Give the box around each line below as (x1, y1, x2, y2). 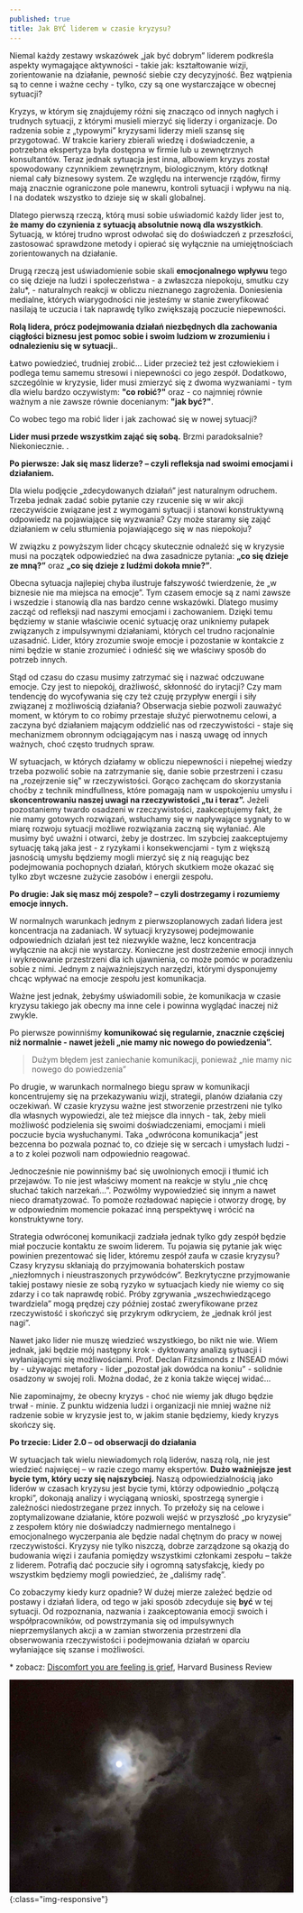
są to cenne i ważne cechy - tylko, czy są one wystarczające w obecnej (9, 78, 277, 89)
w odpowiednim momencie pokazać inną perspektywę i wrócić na (9, 1204, 255, 1214)
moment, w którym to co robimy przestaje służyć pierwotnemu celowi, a (9, 709, 277, 720)
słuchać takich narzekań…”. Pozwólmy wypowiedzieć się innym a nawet (9, 1185, 277, 1195)
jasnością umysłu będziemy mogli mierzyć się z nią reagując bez (9, 852, 250, 863)
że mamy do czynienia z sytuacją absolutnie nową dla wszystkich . (9, 219, 263, 230)
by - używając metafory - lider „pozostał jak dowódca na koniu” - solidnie (9, 1363, 283, 1374)
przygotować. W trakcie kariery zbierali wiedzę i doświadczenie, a (9, 134, 255, 145)
